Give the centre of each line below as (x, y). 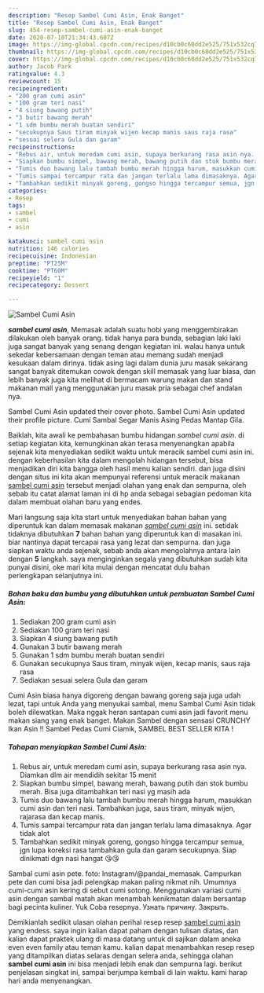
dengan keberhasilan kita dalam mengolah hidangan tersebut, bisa (116, 460)
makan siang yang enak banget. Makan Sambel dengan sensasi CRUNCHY (130, 720)
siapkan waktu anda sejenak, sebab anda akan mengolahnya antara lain (125, 551)
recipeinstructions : (42, 147)
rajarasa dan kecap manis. (62, 817)
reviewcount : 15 (35, 81)
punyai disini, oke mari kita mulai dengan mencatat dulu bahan (109, 567)
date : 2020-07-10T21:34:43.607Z (61, 37)
